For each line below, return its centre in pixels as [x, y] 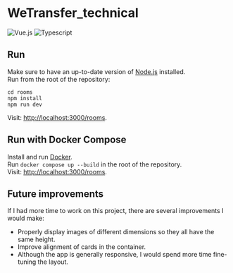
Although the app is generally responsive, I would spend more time [114, 255]
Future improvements [56, 194]
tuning [27, 262]
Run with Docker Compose [67, 140]
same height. [36, 239]
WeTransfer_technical [73, 13]
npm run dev [25, 104]
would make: [26, 218]
